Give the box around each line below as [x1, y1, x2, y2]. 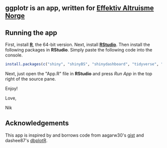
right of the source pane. [5, 76, 56, 82]
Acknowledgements [5, 119, 69, 128]
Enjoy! [5, 86, 18, 92]
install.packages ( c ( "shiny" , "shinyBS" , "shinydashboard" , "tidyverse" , [5, 62, 159, 67]
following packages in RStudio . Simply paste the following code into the [5, 47, 153, 53]
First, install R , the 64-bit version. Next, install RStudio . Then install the [5, 42, 150, 48]
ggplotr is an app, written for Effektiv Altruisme [5, 4, 154, 12]
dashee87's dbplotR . [5, 137, 48, 143]
